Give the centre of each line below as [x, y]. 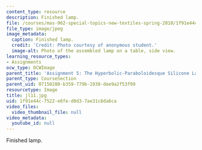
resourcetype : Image [32, 90]
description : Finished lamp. [43, 17]
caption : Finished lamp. [43, 40]
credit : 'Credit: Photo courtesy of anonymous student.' [84, 46]
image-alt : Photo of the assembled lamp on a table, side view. [94, 51]
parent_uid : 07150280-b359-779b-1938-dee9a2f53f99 [71, 85]
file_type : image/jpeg [35, 28]
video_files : [23, 106]
